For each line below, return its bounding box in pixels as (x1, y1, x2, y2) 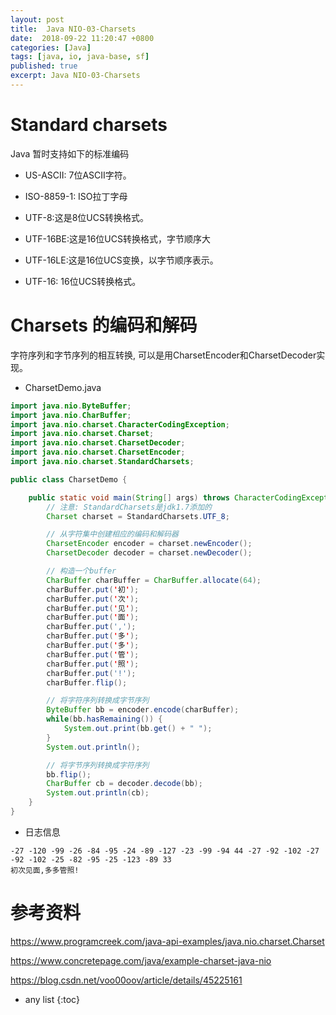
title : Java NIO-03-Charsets (10, 24, 137, 34)
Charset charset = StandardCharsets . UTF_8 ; (46, 511, 230, 521)
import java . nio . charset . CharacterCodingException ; (10, 419, 230, 430)
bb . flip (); (46, 769, 92, 780)
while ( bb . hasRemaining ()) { (46, 714, 163, 725)
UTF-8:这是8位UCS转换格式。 (24, 211, 149, 223)
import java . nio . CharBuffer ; (10, 410, 132, 420)
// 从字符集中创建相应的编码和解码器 (46, 529, 180, 540)
